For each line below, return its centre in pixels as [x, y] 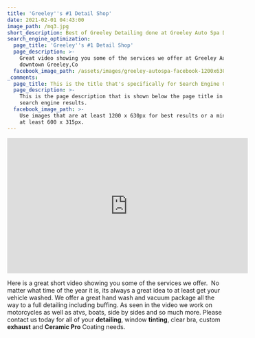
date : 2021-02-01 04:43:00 [46, 20]
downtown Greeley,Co [49, 65]
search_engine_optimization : [49, 39]
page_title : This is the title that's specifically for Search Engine [117, 84]
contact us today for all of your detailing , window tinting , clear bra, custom [114, 319]
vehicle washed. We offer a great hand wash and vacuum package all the [111, 297]
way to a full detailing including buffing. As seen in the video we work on [110, 305]
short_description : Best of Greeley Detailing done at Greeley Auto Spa [113, 33]
